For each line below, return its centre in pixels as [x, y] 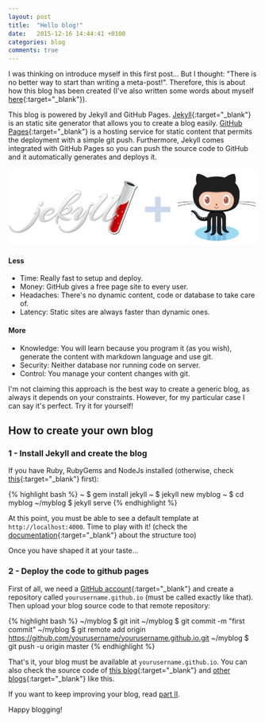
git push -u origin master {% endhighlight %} [82, 646]
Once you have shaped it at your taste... [73, 551]
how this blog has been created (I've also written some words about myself [131, 91]
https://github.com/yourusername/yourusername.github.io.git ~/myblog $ [129, 638]
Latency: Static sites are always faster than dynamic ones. [115, 312]
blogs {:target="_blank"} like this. [61, 678]
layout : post [30, 17]
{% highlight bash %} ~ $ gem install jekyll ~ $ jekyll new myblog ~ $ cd [126, 495]
